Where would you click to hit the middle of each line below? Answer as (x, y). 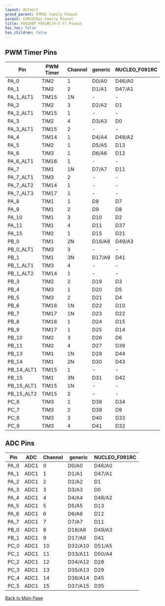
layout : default (22, 10)
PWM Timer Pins (31, 53)
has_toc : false (21, 28)
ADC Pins (20, 443)
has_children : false (26, 33)
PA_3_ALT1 (21, 129)
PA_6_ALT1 (21, 161)
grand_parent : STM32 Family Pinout (41, 14)
